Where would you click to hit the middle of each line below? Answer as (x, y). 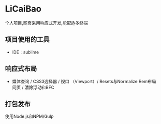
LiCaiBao (23, 9)
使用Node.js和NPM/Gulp (29, 116)
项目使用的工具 (27, 40)
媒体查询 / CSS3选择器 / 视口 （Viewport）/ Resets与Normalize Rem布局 (84, 81)
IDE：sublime (25, 52)
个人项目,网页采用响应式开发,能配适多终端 (47, 23)
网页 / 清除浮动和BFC (33, 87)
